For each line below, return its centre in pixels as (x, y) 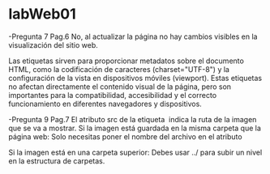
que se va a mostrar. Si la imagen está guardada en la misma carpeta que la (135, 128)
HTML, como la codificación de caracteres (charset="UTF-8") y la (119, 69)
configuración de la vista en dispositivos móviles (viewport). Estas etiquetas (135, 78)
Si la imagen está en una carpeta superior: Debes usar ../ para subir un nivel (135, 152)
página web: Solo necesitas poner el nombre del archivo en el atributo (125, 136)
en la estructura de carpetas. (57, 161)
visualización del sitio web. (54, 45)
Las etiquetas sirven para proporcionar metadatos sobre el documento (126, 61)
